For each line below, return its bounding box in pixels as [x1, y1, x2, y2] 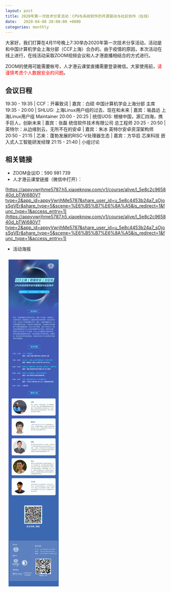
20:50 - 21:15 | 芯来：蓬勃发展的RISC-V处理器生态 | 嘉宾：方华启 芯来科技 [5, 133, 160, 139]
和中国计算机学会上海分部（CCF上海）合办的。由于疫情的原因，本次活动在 [5, 46, 162, 52]
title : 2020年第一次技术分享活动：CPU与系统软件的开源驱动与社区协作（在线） [5, 13, 152, 19]
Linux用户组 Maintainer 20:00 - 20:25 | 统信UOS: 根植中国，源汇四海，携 [9, 113, 163, 120]
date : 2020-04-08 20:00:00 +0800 [5, 19, 81, 24]
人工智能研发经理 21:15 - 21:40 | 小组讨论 [14, 139, 100, 145]
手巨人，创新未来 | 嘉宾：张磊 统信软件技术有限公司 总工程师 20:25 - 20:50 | [5, 120, 166, 126]
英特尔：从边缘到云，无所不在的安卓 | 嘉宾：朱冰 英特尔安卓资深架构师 [5, 126, 154, 132]
